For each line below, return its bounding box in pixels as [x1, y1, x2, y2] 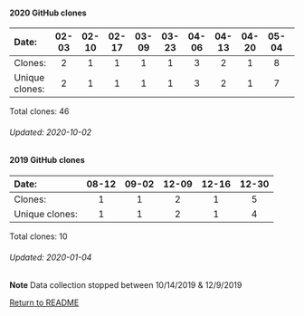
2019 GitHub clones [9, 155, 85, 166]
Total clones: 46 [9, 106, 70, 117]
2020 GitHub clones [9, 7, 88, 18]
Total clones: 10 [9, 231, 68, 242]
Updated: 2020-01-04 [9, 252, 92, 263]
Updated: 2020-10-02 [9, 127, 92, 138]
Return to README [9, 297, 80, 308]
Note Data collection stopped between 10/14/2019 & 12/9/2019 [9, 280, 242, 291]
